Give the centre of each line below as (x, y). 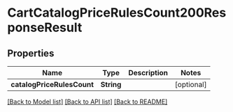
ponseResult (45, 27)
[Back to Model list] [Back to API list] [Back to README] (87, 102)
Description (148, 73)
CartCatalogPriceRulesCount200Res (117, 13)
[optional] (191, 85)
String (111, 85)
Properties (31, 53)
